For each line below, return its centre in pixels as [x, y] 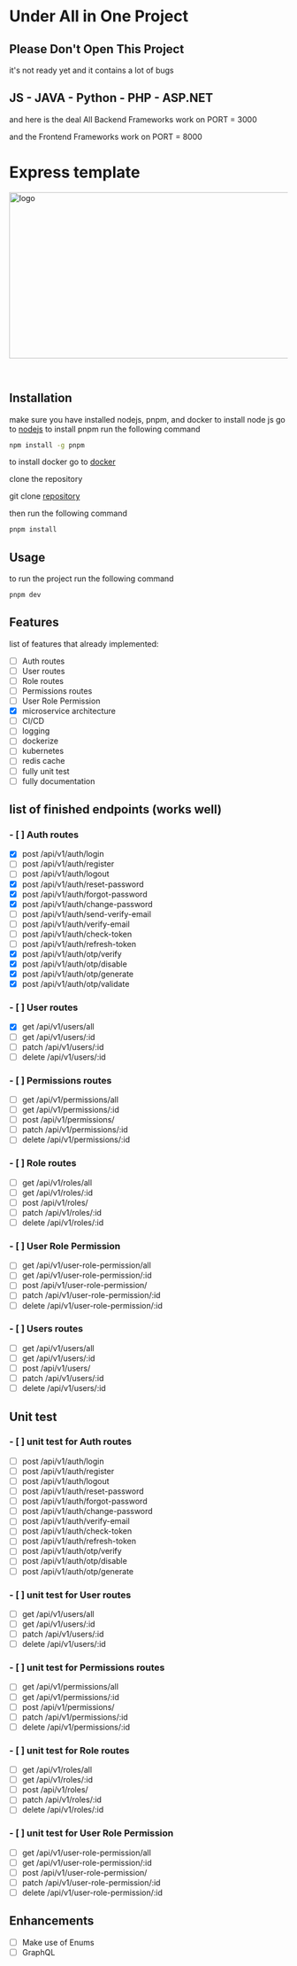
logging [36, 731]
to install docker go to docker [63, 462]
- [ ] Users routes [46, 1329]
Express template [75, 172]
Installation [41, 398]
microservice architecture [69, 711]
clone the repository [46, 479]
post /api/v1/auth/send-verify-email [87, 913]
